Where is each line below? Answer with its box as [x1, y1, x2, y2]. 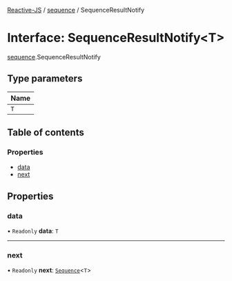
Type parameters [7, 72, 83, 85]
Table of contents [7, 127, 84, 139]
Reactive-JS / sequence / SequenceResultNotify [7, 6, 145, 14]
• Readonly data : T [7, 227, 59, 235]
